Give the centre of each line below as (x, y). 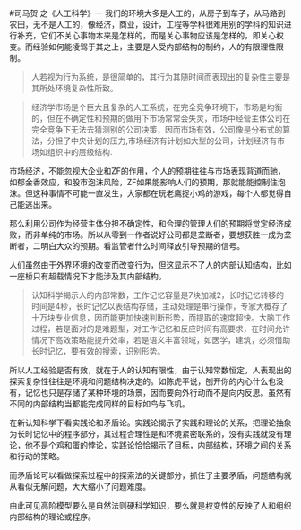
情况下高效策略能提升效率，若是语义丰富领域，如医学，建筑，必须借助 (161, 340)
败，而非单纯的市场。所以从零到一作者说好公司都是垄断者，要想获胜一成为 (146, 235)
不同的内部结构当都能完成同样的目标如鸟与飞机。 (99, 404)
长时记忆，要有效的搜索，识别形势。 (98, 351)
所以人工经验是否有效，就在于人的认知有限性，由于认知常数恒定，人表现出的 (150, 370)
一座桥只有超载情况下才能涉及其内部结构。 (88, 276)
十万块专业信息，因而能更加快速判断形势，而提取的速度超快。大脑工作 (161, 317)
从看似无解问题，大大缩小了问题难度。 (80, 487)
